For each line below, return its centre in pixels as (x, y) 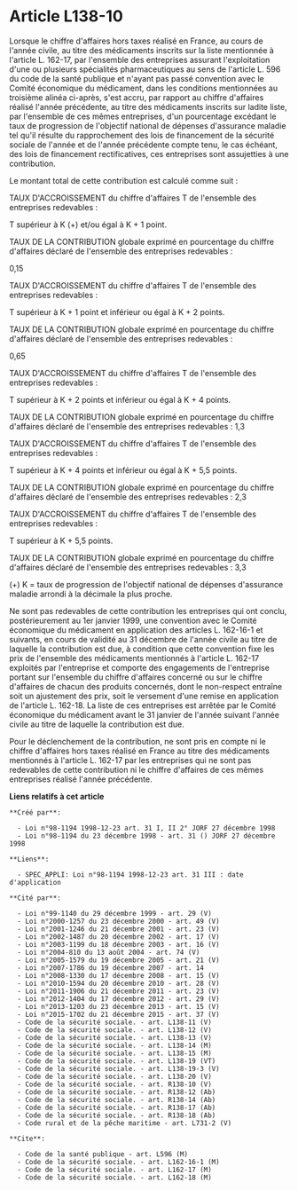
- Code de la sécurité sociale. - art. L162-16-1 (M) (118, 1162)
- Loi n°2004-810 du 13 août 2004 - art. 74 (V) (109, 952)
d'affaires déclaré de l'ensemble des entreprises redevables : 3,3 (128, 567)
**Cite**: (27, 1139)
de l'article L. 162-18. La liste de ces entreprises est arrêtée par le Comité (143, 705)
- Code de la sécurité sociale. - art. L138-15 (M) (115, 1053)
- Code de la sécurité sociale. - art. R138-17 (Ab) (117, 1107)
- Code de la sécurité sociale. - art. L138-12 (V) (115, 1030)
